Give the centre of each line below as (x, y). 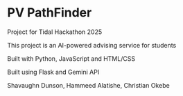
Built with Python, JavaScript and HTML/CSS (71, 58)
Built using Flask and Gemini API (53, 72)
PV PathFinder (50, 13)
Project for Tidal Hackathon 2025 (55, 32)
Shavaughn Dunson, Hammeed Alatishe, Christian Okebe (88, 85)
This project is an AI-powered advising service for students (92, 45)
